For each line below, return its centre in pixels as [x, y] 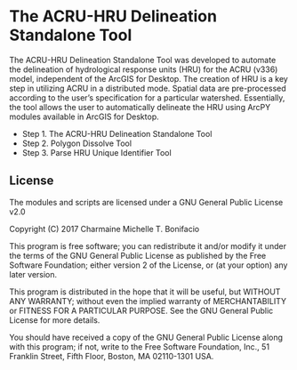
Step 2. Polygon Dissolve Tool [76, 143]
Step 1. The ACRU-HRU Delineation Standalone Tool [117, 133]
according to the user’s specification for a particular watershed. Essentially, [147, 97]
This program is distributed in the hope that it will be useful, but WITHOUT [145, 292]
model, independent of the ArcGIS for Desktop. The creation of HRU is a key [149, 78]
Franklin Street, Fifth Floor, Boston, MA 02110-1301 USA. [112, 356]
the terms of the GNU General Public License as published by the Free [138, 255]
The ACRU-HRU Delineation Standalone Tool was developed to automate [143, 60]
